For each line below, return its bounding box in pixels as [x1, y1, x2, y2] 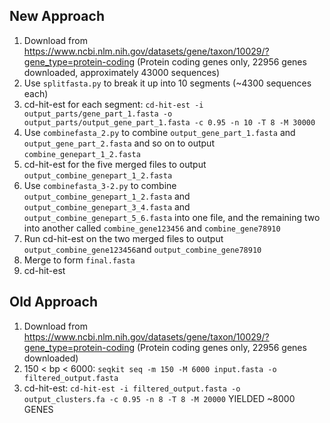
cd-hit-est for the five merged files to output [23, 158, 207, 170]
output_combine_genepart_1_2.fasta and [23, 190, 191, 202]
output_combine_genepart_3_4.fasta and [23, 200, 191, 213]
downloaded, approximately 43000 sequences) [23, 66, 221, 78]
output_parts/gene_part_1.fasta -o [23, 109, 173, 119]
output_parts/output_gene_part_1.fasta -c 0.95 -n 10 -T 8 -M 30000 [23, 117, 316, 128]
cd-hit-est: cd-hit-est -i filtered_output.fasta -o [23, 382, 241, 394]
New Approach [9, 8, 105, 25]
